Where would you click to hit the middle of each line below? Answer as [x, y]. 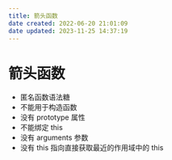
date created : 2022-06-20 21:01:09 [68, 23]
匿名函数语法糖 [45, 97]
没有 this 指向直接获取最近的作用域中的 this [92, 148]
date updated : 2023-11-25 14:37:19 [68, 31]
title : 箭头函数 [33, 16]
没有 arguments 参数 [54, 137]
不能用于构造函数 [48, 107]
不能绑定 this [41, 128]
